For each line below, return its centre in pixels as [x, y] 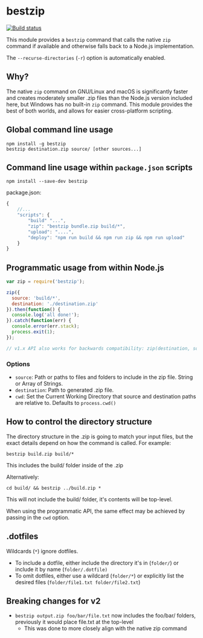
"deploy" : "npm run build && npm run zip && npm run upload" [107, 237]
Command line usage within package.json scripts [99, 167]
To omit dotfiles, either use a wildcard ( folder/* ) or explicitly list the [99, 576]
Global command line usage [60, 130]
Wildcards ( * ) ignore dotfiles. [42, 551]
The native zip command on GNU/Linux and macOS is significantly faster [97, 91]
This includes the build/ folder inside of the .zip [65, 465]
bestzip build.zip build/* [40, 454]
